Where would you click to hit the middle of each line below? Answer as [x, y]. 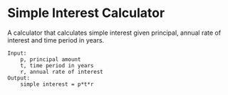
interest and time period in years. [56, 40]
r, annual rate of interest [62, 72]
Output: [19, 78]
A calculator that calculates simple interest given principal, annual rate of [114, 33]
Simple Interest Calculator [86, 13]
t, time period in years [57, 65]
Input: [17, 53]
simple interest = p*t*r [57, 84]
